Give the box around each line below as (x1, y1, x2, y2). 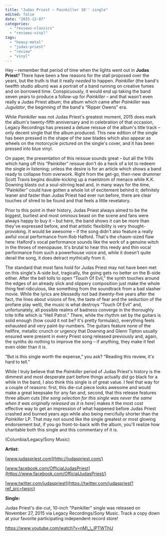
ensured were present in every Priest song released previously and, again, (5, 333, 158, 339)
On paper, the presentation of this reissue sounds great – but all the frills (5, 155, 154, 161)
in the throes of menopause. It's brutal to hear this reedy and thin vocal (5, 245, 151, 251)
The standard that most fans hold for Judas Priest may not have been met (5, 265, 157, 270)
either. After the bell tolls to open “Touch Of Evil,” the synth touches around (5, 275, 160, 281)
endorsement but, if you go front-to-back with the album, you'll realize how (5, 421, 160, 427)
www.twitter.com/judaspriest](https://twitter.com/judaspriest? (6, 480, 134, 486)
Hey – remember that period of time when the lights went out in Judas (5, 67, 150, 73)
